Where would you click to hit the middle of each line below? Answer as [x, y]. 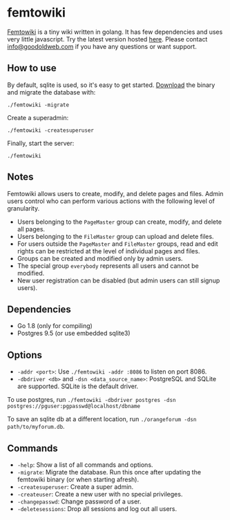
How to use [32, 68]
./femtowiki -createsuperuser [51, 130]
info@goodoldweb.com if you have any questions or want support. [102, 46]
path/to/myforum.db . [36, 427]
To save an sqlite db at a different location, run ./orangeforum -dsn [102, 419]
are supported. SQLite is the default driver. [78, 386]
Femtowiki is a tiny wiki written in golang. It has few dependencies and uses [115, 32]
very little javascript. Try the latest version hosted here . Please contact [107, 39]
